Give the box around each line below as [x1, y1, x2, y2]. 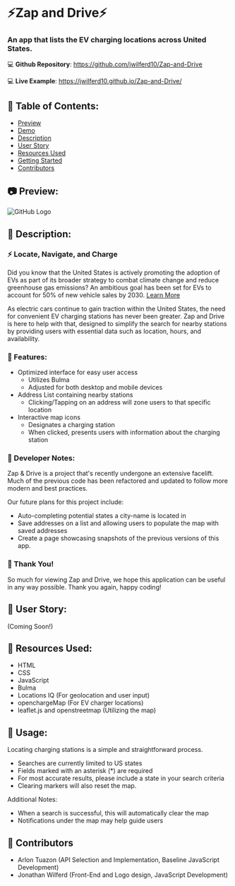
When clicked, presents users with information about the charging [28, 428, 220, 437]
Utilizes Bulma [28, 376, 70, 384]
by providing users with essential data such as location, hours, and [7, 327, 202, 335]
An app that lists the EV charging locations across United [7, 35, 207, 45]
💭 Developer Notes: [7, 453, 76, 463]
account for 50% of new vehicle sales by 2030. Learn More [7, 290, 181, 299]
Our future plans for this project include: [7, 498, 124, 506]
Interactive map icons [17, 413, 81, 421]
